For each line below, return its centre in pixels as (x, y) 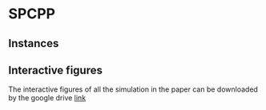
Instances (34, 43)
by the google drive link (47, 98)
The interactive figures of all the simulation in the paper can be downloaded (133, 89)
